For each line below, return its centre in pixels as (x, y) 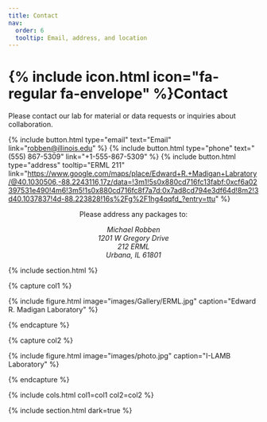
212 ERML (133, 246)
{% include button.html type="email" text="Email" (90, 140)
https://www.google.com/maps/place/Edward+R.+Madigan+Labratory (142, 174)
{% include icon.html (79, 77)
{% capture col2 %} (41, 341)
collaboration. (31, 125)
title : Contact (33, 15)
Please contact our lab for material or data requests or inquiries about (122, 116)
